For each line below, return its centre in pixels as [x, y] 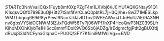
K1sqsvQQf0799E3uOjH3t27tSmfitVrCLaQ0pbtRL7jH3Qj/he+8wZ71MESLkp [82, 12]
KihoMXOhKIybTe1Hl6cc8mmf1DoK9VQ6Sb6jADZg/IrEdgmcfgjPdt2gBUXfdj [82, 28]
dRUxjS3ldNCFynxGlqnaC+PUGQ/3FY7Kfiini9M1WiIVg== [63, 33]
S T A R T [12, 7]
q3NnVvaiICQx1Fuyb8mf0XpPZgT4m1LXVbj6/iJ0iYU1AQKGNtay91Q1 [88, 7]
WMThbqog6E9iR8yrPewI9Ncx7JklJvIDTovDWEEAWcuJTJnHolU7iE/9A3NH [82, 18]
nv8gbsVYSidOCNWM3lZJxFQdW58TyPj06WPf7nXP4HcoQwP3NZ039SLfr [82, 23]
